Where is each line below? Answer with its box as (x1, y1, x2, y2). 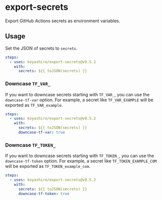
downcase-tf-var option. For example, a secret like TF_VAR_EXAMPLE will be (5, 97, 154, 103)
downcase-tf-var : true (18, 130, 65, 135)
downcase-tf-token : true (18, 191, 70, 196)
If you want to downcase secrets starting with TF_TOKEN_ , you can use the (5, 153, 154, 159)
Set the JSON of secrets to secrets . (5, 45, 78, 51)
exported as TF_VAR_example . (5, 102, 63, 108)
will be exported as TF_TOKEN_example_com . (5, 163, 90, 169)
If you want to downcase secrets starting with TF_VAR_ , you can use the (5, 91, 150, 97)
